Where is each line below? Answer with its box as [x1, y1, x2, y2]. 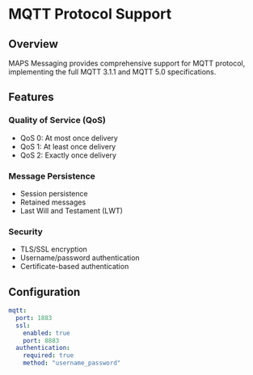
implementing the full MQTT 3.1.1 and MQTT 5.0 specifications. [8, 67, 217, 77]
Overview [8, 37, 59, 51]
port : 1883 [15, 314, 53, 322]
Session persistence [19, 188, 88, 198]
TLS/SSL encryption [19, 244, 87, 255]
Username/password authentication [19, 253, 140, 263]
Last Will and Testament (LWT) [19, 205, 124, 215]
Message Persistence [8, 171, 95, 182]
